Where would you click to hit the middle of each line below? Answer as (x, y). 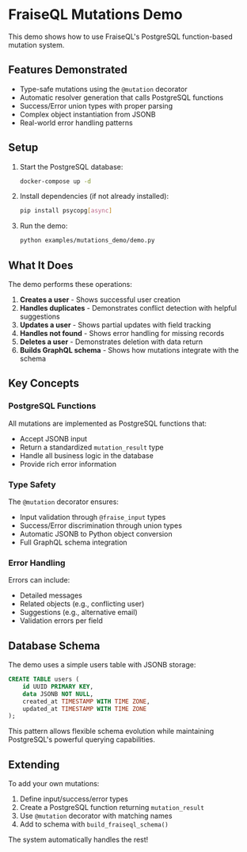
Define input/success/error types (74, 799)
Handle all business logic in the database (87, 455)
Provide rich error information (68, 464)
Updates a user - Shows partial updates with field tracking (115, 325)
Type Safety (32, 484)
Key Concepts (44, 383)
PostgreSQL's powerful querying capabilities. (82, 739)
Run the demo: (44, 226)
